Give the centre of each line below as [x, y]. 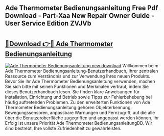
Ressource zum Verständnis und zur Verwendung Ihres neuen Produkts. [78, 76]
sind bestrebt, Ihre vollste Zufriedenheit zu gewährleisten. [63, 128]
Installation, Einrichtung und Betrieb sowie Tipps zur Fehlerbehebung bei [79, 97]
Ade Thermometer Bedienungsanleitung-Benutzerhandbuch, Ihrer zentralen [82, 71]
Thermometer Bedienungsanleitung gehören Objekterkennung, [69, 107]
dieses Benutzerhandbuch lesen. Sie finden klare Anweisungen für [72, 92]
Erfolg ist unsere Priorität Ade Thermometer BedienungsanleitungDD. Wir [79, 123]
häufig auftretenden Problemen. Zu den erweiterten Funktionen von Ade [78, 102]
